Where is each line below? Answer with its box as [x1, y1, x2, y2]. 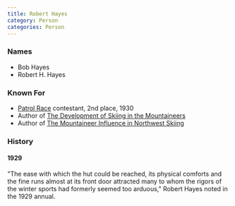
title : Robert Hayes [7, 10, 68, 18]
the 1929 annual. [7, 192, 56, 201]
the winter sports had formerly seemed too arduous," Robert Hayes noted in [7, 185, 228, 193]
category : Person [7, 17, 59, 24]
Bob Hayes [17, 63, 50, 71]
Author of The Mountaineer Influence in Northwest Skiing [17, 119, 185, 127]
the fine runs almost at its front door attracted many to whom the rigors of [7, 177, 222, 186]
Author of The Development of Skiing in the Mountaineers [17, 111, 186, 120]
